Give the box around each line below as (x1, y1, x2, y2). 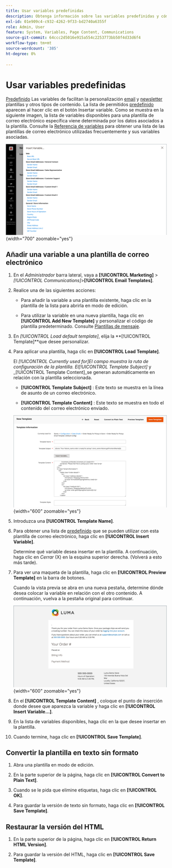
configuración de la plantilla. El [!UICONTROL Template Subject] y (13, 364, 152, 370)
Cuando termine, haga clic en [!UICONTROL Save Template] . (13, 733, 142, 739)
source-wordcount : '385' (6, 46, 59, 51)
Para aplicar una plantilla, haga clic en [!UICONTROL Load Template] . (13, 348, 160, 354)
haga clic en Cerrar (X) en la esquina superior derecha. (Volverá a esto (13, 554, 162, 560)
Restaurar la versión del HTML (6, 823, 104, 831)
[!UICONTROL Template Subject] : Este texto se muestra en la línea (20, 384, 164, 390)
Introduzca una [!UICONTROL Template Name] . (13, 518, 114, 524)
